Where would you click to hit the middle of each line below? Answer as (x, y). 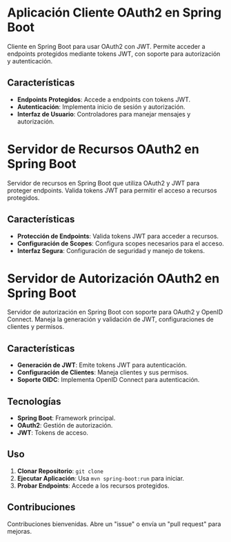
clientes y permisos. (36, 327)
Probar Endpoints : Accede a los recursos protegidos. (93, 485)
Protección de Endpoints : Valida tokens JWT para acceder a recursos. (118, 236)
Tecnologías (34, 401)
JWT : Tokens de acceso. (52, 433)
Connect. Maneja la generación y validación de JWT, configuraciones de (110, 319)
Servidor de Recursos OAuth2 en (103, 149)
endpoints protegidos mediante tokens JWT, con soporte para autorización (114, 54)
